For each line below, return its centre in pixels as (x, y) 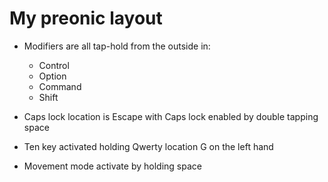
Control (54, 65)
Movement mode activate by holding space (112, 166)
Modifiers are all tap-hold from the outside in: (117, 46)
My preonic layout (86, 18)
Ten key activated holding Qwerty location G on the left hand (148, 146)
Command (60, 86)
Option (52, 76)
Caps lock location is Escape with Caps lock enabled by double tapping (171, 116)
